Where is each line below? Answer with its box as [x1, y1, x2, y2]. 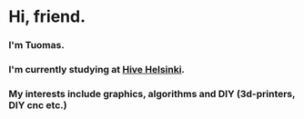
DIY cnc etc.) [8, 98, 67, 111]
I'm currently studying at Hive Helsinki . [8, 64, 186, 76]
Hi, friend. [8, 6, 86, 27]
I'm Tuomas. [8, 39, 65, 52]
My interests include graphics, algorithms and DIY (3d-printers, [8, 87, 296, 100]
